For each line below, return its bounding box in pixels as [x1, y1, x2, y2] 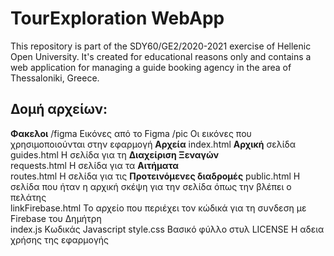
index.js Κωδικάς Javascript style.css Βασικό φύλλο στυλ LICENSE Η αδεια [10, 223, 325, 235]
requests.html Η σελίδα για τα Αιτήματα [10, 159, 180, 171]
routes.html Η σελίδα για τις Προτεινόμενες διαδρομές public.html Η [10, 170, 301, 182]
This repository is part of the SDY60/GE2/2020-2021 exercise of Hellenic [10, 40, 312, 52]
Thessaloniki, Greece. [10, 72, 100, 84]
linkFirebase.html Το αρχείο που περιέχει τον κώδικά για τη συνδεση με [10, 202, 307, 214]
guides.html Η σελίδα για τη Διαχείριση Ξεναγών [10, 148, 220, 161]
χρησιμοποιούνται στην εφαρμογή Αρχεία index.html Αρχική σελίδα [10, 138, 297, 150]
